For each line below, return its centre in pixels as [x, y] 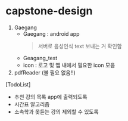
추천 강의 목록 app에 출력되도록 [51, 97]
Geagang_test [40, 58]
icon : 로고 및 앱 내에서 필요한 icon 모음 [69, 65]
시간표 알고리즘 [32, 104]
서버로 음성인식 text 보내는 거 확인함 [80, 46]
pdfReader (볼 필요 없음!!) [45, 72]
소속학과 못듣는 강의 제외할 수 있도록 [56, 111]
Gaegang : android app [51, 33]
